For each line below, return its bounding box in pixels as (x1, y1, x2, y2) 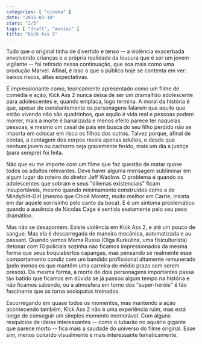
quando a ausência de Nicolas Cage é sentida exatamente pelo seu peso (6, 205, 188, 213)
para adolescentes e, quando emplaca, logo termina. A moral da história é (6, 98, 190, 105)
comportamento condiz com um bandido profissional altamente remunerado (6, 255, 196, 263)
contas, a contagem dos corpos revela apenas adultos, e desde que (6, 136, 175, 143)
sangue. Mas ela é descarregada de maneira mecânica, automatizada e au (6, 230, 192, 237)
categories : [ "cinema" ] (6, 8, 71, 15)
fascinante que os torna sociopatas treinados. (6, 287, 121, 295)
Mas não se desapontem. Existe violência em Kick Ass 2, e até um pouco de (6, 224, 196, 231)
